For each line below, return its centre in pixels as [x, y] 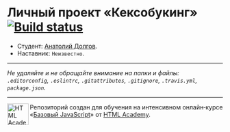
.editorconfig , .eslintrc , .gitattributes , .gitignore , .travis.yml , [102, 80]
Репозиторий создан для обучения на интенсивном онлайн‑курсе [126, 107]
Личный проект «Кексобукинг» [102, 13]
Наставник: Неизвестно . [51, 53]
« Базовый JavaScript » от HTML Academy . [90, 114]
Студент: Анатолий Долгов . [57, 46]
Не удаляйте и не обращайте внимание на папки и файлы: [93, 72]
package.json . [26, 88]
